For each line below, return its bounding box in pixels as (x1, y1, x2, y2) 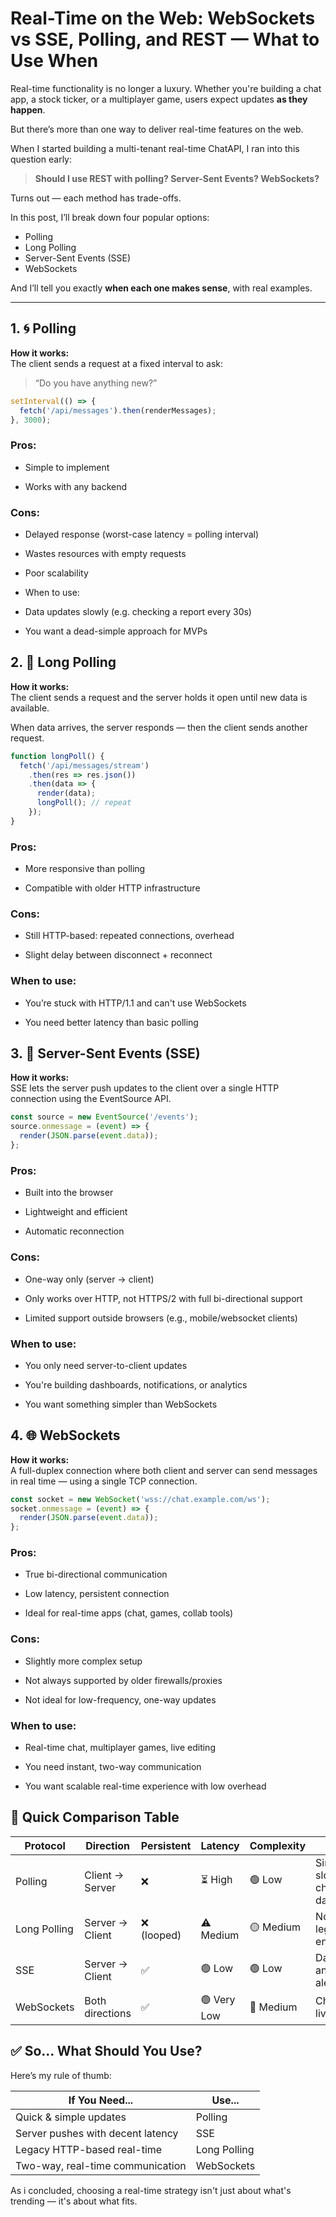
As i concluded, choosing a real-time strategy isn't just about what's (10, 2184, 292, 2196)
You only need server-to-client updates (24, 1359, 188, 1371)
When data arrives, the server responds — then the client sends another (10, 721, 308, 733)
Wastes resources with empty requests (24, 547, 187, 559)
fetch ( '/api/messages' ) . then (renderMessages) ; (19, 405, 217, 416)
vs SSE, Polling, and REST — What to (10, 28, 320, 51)
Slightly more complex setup (24, 1655, 143, 1667)
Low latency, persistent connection (24, 1588, 170, 1600)
